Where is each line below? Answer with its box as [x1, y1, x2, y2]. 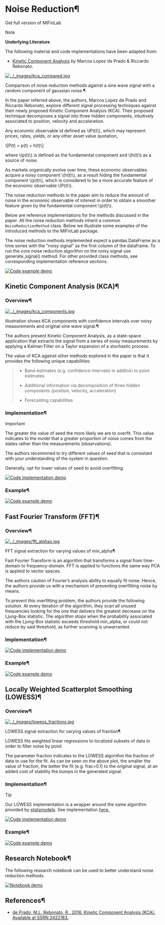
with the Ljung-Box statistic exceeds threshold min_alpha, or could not [5, 618, 148, 625]
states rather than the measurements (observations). [5, 441, 112, 446]
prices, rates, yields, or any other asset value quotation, [5, 133, 118, 139]
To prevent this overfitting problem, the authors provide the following [5, 597, 145, 603]
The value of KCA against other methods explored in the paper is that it [5, 353, 149, 359]
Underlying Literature [5, 38, 50, 45]
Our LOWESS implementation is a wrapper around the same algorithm [5, 802, 147, 808]
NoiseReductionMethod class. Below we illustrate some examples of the [5, 222, 148, 228]
